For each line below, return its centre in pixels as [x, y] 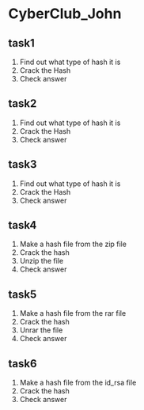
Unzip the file [42, 261]
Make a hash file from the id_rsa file [78, 383]
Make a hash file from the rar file [73, 313]
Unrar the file [41, 330]
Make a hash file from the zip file [73, 244]
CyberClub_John [65, 14]
